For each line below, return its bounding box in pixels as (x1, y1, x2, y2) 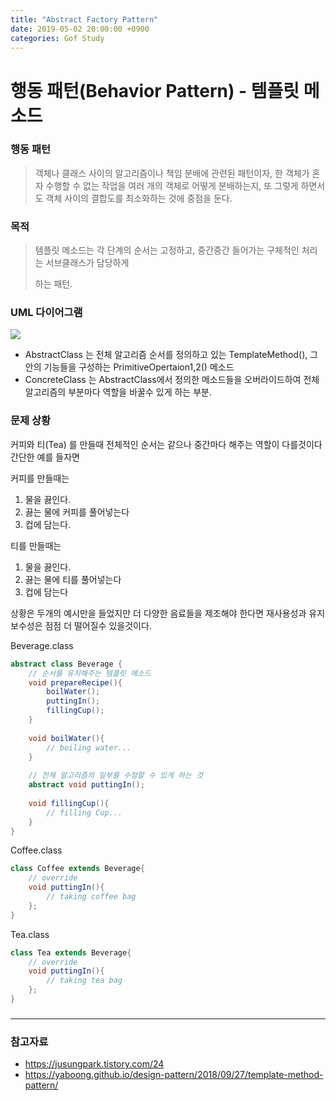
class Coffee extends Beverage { (10, 864, 145, 874)
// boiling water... (46, 742, 132, 753)
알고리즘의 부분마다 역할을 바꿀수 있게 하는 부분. (24, 386, 212, 398)
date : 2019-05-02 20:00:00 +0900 (10, 24, 150, 34)
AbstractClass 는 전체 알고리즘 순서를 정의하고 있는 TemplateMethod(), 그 (24, 349, 319, 361)
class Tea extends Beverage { (10, 947, 132, 958)
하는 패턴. (34, 278, 73, 290)
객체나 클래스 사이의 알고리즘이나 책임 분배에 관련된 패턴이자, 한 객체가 (34, 167, 310, 179)
